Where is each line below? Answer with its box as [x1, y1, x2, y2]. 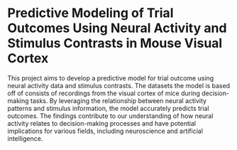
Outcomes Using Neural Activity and [7, 20, 227, 36]
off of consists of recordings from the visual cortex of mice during [7, 89, 200, 97]
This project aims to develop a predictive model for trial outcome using [7, 73, 214, 82]
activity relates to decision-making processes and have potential [7, 119, 197, 127]
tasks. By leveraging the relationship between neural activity [30, 96, 207, 105]
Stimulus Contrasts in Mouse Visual [7, 36, 223, 51]
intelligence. [7, 134, 43, 143]
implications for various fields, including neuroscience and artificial [7, 127, 204, 135]
